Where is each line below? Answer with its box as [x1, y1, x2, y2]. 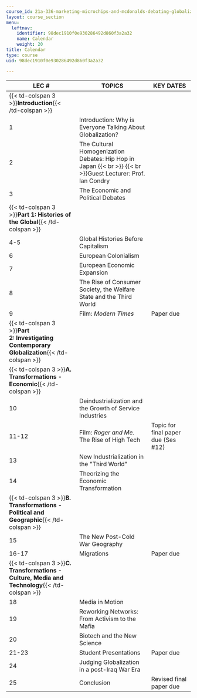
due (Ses [151, 436, 176, 444]
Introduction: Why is [79, 116, 135, 124]
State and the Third [79, 292, 132, 301]
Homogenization [79, 147, 125, 156]
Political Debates [79, 193, 126, 201]
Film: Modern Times [79, 309, 134, 318]
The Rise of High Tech [79, 436, 141, 444]
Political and [9, 508, 45, 517]
